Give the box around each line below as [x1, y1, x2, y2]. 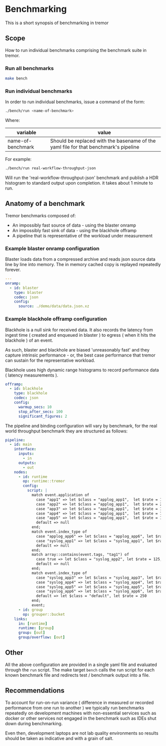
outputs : [18, 460, 37, 465]
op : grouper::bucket [23, 612, 65, 617]
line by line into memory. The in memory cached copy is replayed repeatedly [5, 262, 161, 268]
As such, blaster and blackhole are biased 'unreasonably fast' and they [5, 347, 150, 353]
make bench [5, 76, 28, 81]
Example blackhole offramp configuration [5, 315, 107, 322]
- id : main [9, 442, 32, 447]
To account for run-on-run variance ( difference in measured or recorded [5, 700, 154, 706]
